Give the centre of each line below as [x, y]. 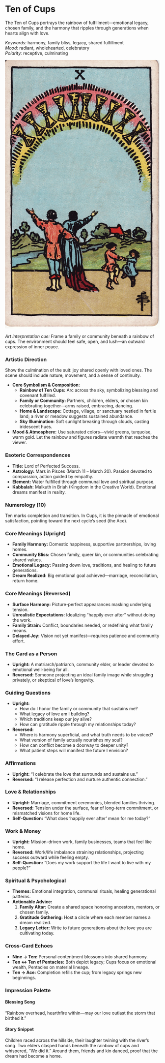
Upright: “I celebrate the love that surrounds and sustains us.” [75, 774]
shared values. [27, 560]
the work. [22, 620]
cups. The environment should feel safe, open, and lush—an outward [75, 342]
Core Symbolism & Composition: [46, 385]
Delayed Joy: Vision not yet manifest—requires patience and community [86, 636]
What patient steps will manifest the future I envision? [74, 751]
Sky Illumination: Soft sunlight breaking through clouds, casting [84, 422]
